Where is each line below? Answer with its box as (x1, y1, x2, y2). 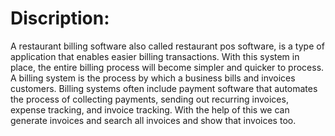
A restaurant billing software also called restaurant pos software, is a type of (10, 40, 325, 52)
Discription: (10, 7, 110, 30)
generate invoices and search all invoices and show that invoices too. (10, 114, 297, 126)
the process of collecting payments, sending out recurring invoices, (10, 93, 289, 105)
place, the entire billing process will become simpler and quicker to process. (10, 61, 325, 73)
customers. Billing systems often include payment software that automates (10, 82, 318, 94)
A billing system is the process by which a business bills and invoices (10, 72, 296, 84)
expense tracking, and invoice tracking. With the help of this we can (10, 103, 290, 116)
